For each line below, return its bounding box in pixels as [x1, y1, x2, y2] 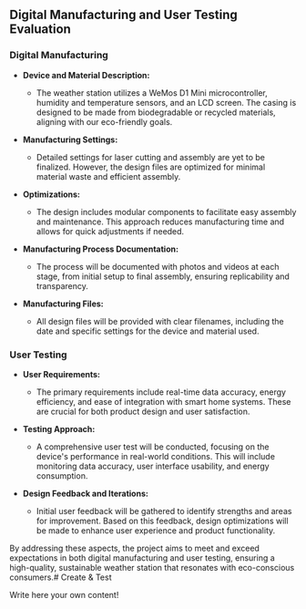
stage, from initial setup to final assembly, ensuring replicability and [36, 271, 290, 282]
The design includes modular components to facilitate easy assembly [36, 206, 297, 217]
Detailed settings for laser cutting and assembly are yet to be [36, 151, 266, 162]
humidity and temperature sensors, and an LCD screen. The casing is [36, 97, 297, 108]
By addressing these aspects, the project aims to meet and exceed [9, 542, 260, 553]
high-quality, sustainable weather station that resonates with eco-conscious [9, 562, 295, 573]
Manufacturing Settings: [22, 134, 118, 145]
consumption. [36, 470, 88, 481]
